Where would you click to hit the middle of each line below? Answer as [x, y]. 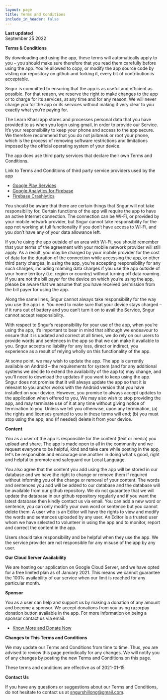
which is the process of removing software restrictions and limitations [77, 141]
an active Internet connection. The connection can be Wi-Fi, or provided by [82, 216]
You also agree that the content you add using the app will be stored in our [82, 470]
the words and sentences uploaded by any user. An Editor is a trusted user [82, 517]
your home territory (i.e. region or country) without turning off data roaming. [83, 274]
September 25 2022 [26, 38]
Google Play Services [34, 185]
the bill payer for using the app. [37, 290]
